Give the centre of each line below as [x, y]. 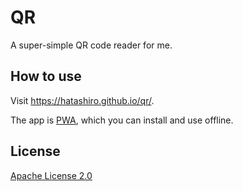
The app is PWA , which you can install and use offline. [122, 120]
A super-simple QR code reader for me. [91, 45]
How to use [46, 76]
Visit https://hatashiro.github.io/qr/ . [82, 100]
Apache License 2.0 [51, 175]
